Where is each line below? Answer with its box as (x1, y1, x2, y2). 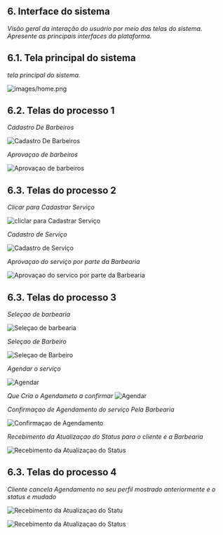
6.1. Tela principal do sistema (7, 52, 136, 64)
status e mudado (7, 492, 57, 501)
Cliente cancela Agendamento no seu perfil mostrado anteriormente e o (7, 484, 216, 494)
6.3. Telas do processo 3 (7, 291, 117, 303)
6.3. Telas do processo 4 (7, 466, 117, 478)
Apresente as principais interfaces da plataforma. (7, 32, 152, 40)
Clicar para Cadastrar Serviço (7, 203, 95, 211)
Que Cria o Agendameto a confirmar (7, 392, 114, 400)
